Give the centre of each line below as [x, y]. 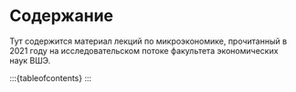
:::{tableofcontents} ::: [51, 77]
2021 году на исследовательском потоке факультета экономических [144, 50]
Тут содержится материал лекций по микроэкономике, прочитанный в [148, 41]
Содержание [62, 16]
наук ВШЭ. [30, 60]
